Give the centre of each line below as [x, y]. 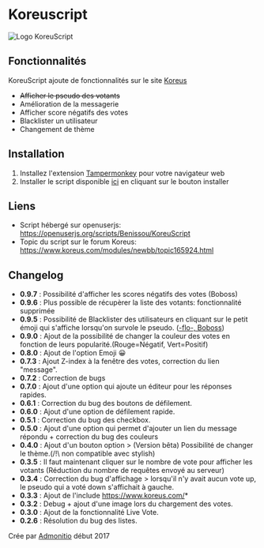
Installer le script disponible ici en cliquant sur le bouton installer [124, 181]
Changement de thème [57, 129]
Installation [36, 154]
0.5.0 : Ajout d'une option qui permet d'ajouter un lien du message [128, 429]
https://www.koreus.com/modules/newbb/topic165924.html [117, 250]
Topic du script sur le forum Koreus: [78, 242]
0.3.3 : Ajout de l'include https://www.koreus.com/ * [104, 496]
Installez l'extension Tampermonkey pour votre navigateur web [122, 173]
